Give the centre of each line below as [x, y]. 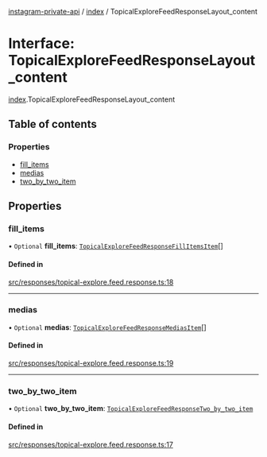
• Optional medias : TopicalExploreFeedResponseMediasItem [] [107, 327]
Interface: [42, 44]
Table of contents [52, 124]
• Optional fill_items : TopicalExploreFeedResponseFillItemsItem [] [116, 246]
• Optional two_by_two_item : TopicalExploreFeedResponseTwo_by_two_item [131, 409]
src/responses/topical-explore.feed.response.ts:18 [91, 282]
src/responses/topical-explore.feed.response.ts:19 [91, 363]
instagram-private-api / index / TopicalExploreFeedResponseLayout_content [133, 12]
